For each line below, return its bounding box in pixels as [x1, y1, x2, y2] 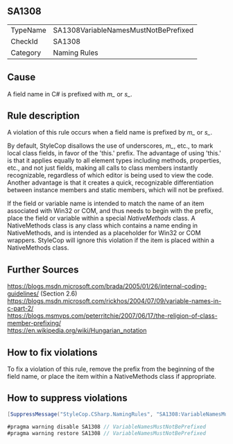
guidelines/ [7, 289, 40, 298]
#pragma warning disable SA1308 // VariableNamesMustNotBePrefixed [7, 423, 207, 430]
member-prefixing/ [7, 319, 61, 327]
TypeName [10, 25, 46, 35]
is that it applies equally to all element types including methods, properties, [7, 156, 222, 165]
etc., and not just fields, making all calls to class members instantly [7, 164, 198, 172]
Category [10, 48, 42, 58]
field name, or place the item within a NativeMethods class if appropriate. [7, 373, 216, 381]
